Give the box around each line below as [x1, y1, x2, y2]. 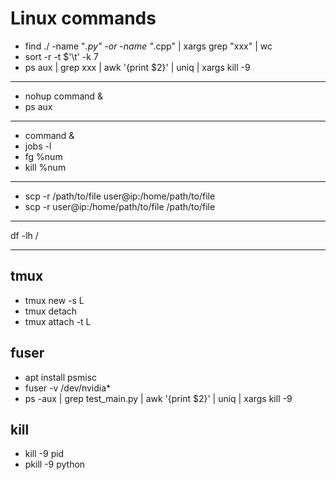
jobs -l [24, 140, 52, 152]
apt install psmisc [24, 371, 98, 383]
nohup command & [24, 90, 104, 102]
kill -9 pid [24, 448, 65, 460]
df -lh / [10, 229, 39, 241]
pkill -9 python [24, 458, 86, 471]
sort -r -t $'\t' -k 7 [24, 50, 99, 62]
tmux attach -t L [24, 315, 92, 327]
